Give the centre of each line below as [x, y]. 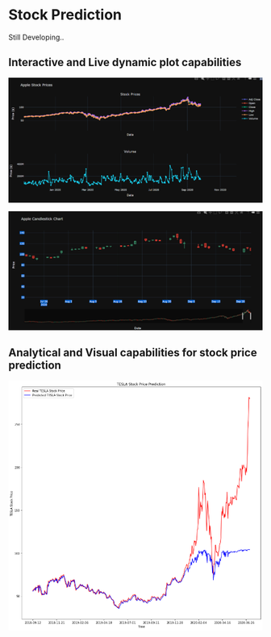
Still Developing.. [36, 37]
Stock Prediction [65, 15]
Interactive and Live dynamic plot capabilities [125, 62]
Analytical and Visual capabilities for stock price [133, 353]
